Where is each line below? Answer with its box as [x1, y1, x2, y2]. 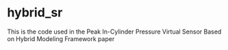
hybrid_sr [7, 5, 63, 21]
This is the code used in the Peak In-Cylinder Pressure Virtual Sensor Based [7, 27, 222, 36]
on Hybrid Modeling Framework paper [7, 34, 115, 42]
